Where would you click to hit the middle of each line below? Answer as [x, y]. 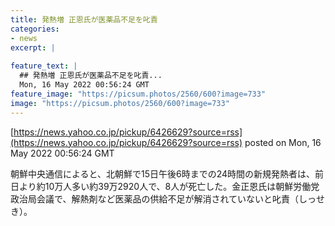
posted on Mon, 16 [283, 142]
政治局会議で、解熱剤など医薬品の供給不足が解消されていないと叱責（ [155, 198]
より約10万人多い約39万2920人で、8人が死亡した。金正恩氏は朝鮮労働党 [169, 186]
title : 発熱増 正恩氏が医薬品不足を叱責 [84, 19]
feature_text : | [44, 66]
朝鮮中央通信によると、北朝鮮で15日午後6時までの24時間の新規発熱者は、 [163, 173]
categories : [35, 29]
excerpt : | [33, 47]
